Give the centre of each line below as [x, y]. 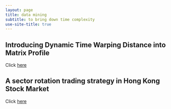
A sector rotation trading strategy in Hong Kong [83, 81]
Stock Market [27, 89]
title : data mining [26, 15]
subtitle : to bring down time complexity [50, 19]
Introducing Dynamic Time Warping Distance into [86, 45]
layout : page [19, 10]
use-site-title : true [28, 24]
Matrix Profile [27, 53]
